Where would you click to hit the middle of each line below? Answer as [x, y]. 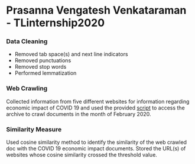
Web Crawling [27, 88]
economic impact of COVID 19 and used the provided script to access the [95, 108]
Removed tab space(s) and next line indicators [71, 54]
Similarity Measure [34, 129]
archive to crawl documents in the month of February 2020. [79, 114]
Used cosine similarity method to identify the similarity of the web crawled [97, 142]
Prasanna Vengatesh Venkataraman [96, 10]
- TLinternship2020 [56, 23]
